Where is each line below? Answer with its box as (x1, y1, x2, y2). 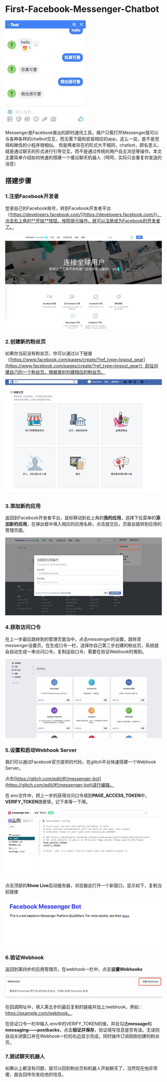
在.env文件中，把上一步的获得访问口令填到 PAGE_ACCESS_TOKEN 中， (5, 793, 150, 799)
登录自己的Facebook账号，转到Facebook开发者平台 (5, 205, 111, 211)
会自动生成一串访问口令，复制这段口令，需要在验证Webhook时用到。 (5, 649, 147, 655)
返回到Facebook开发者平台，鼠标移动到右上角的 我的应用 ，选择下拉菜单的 (5, 515, 156, 521)
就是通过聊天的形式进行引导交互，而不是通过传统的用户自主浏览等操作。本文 (5, 148, 162, 154)
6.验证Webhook (5, 954, 44, 961)
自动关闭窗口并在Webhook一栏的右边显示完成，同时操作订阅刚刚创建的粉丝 (5, 1033, 160, 1039)
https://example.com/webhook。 (5, 1010, 73, 1016)
